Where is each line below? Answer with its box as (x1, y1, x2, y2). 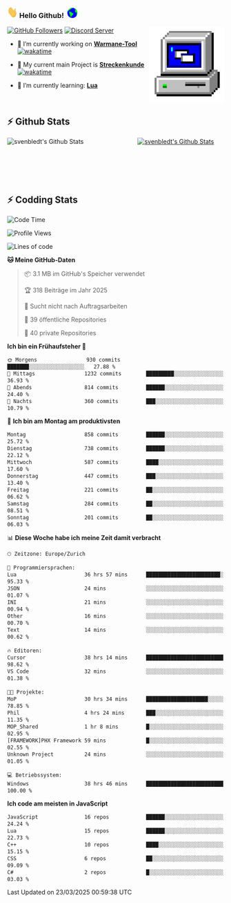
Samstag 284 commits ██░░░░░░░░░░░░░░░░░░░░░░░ (7, 500, 224, 507)
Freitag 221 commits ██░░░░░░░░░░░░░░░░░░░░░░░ (7, 486, 224, 493)
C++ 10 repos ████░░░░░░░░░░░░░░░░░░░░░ (7, 841, 224, 848)
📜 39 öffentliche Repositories (23, 315, 107, 324)
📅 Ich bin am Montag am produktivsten (7, 417, 121, 425)
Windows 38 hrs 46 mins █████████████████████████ (7, 780, 224, 787)
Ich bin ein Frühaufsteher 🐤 (7, 342, 86, 351)
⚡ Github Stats (7, 115, 70, 127)
